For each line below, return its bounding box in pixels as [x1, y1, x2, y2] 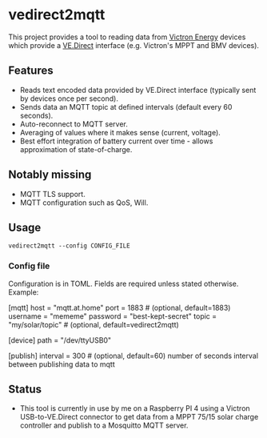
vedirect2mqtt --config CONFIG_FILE [8, 242, 130, 250]
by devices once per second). [19, 94, 118, 103]
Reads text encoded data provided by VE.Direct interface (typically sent [19, 85, 257, 94]
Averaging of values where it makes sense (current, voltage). [19, 127, 221, 137]
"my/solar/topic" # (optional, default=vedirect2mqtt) [8, 319, 180, 329]
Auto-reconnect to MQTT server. [19, 119, 128, 129]
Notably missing [8, 168, 92, 182]
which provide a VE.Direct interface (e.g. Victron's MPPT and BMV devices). [8, 40, 260, 50]
